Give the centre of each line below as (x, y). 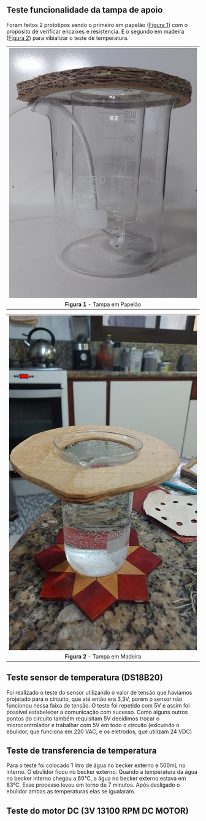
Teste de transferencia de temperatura (82, 750)
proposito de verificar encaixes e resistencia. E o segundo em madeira (95, 31)
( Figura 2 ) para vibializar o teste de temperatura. (67, 38)
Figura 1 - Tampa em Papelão (103, 304)
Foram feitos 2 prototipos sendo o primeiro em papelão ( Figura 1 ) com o (97, 25)
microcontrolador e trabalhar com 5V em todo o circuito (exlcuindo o (93, 725)
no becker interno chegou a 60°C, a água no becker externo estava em (96, 779)
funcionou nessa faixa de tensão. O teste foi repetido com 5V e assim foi (98, 705)
